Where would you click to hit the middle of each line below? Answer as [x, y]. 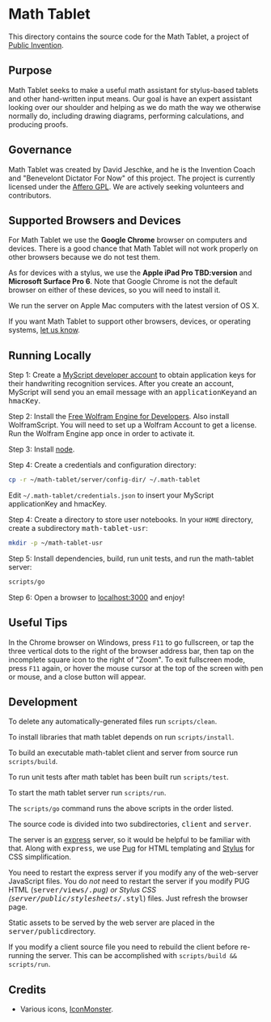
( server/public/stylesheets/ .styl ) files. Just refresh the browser [128, 898]
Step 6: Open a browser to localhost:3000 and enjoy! [97, 597]
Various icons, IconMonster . [67, 1009]
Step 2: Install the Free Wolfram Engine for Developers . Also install [119, 417]
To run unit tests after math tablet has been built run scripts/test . [119, 777]
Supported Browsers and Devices [95, 221]
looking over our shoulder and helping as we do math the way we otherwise [135, 107]
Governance [40, 150]
